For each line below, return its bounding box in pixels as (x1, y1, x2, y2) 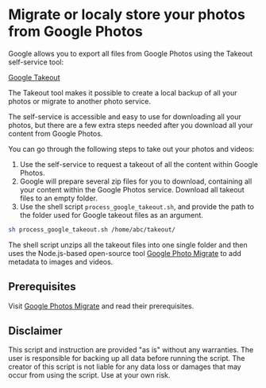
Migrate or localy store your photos (8, 6, 246, 24)
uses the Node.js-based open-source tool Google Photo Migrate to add (8, 248, 242, 258)
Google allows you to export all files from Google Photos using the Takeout (8, 48, 253, 58)
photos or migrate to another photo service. (8, 96, 151, 106)
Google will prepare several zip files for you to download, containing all (19, 177, 253, 186)
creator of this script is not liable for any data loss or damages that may (8, 362, 241, 371)
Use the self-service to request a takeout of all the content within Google (19, 159, 258, 169)
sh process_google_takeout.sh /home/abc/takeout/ (8, 225, 176, 234)
